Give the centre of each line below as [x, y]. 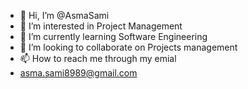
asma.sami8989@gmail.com [78, 73]
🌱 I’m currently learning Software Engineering [113, 36]
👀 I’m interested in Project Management [101, 26]
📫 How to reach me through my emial [98, 58]
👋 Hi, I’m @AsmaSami [64, 15]
